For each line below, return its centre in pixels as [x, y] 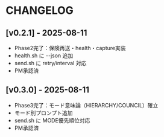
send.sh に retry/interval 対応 [50, 63]
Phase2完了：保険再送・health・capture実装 [70, 48]
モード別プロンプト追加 [43, 113]
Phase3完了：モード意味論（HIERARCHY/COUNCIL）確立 [86, 105]
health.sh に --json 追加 [44, 56]
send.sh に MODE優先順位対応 [52, 120]
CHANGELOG [39, 11]
